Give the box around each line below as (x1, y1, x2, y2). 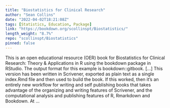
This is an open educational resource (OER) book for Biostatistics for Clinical (5, 55, 165, 61)
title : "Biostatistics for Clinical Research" (5, 7, 106, 13)
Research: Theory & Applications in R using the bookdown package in (5, 60, 151, 66)
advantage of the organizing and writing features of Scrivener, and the (5, 87, 153, 93)
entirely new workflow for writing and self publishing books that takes (5, 82, 151, 88)
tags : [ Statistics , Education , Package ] (5, 21, 92, 27)
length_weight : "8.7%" (5, 31, 53, 36)
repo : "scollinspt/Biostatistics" (5, 36, 79, 41)
